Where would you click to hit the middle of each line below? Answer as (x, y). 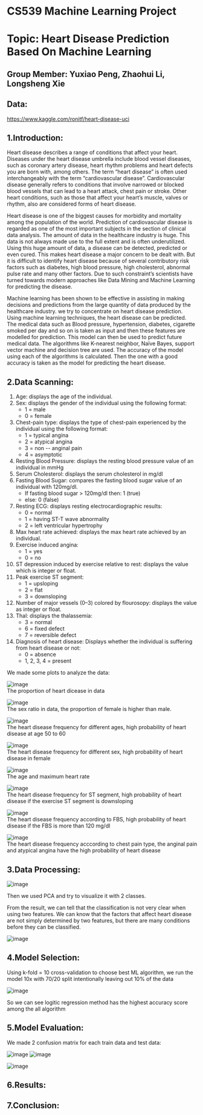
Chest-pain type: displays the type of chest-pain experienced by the (101, 422)
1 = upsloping (41, 584)
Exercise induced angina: (47, 545)
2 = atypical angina (49, 442)
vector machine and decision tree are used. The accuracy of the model (95, 350)
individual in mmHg (40, 468)
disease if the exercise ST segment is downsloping (70, 801)
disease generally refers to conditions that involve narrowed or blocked (95, 185)
